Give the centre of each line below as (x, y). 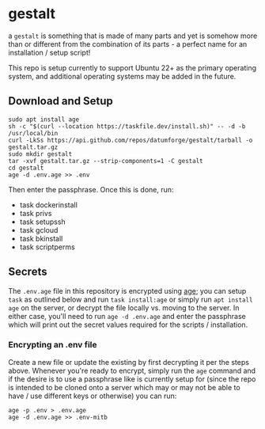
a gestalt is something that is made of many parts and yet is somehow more (133, 36)
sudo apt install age (44, 120)
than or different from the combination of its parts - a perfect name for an (128, 44)
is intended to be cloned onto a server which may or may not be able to (124, 387)
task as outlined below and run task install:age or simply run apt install (131, 299)
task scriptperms (47, 247)
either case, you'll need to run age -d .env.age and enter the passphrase (127, 316)
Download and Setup (61, 101)
